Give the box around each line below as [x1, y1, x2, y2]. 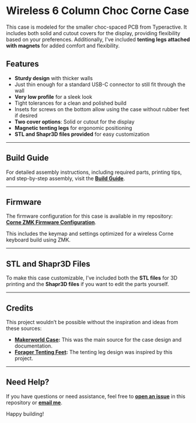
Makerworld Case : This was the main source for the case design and [14, 336, 182, 343]
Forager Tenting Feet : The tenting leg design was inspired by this [14, 349, 173, 355]
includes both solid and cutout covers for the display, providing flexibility [6, 29, 181, 36]
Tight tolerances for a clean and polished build [14, 99, 127, 106]
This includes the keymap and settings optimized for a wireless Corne [6, 230, 174, 238]
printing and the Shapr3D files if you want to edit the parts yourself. [6, 281, 169, 288]
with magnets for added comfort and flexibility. [6, 42, 120, 49]
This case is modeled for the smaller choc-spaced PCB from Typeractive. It [6, 23, 187, 30]
